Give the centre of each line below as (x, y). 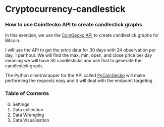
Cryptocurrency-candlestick (65, 9)
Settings (21, 104)
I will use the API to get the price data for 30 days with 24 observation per (81, 50)
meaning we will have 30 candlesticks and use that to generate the (73, 61)
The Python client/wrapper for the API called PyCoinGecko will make (75, 76)
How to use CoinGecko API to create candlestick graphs (74, 25)
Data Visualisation (31, 120)
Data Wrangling (28, 115)
